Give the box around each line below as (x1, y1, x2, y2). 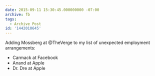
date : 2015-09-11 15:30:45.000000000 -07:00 (5, 7, 99, 12)
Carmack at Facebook (12, 54, 58, 60)
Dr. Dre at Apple (12, 65, 46, 71)
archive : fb (5, 12, 30, 17)
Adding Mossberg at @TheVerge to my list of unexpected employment (5, 39, 150, 45)
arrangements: (5, 45, 36, 51)
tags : (5, 16, 16, 21)
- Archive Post (9, 21, 41, 26)
